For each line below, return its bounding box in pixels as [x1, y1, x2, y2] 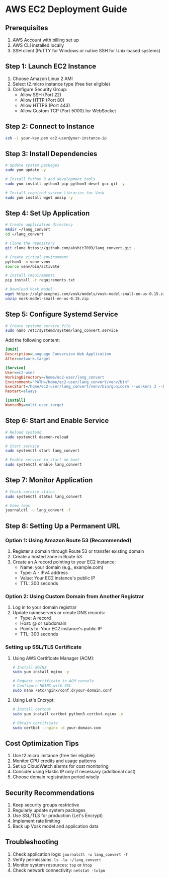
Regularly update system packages [12, 807, 86, 814]
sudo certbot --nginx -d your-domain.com [12, 725, 101, 730]
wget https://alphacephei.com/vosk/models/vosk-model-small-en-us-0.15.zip [5, 291, 167, 297]
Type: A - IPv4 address [20, 570, 68, 575]
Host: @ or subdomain [20, 620, 67, 626]
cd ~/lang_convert [5, 232, 44, 237]
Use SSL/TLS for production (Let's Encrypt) [12, 813, 103, 819]
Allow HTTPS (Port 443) [20, 102, 70, 108]
